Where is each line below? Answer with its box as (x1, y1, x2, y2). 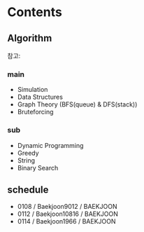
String (17, 156, 36, 165)
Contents (7, 4, 63, 20)
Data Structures (17, 93, 63, 102)
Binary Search (17, 163, 59, 172)
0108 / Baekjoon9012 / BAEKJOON (17, 203, 117, 211)
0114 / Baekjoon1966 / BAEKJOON (17, 217, 116, 226)
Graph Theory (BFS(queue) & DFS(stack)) (17, 100, 138, 109)
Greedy (17, 149, 40, 157)
